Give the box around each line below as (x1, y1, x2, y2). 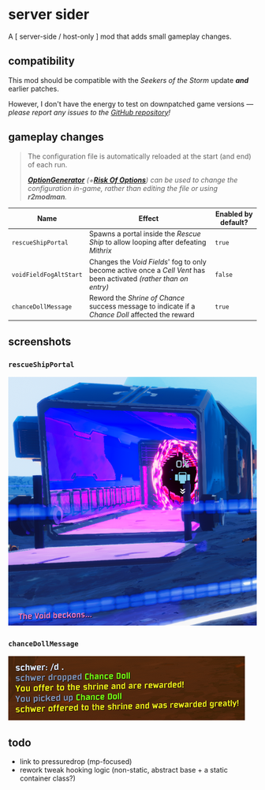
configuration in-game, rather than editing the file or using (27, 183, 218, 193)
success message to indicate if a (89, 301, 196, 311)
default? (219, 218, 248, 227)
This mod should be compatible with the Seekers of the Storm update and (8, 75, 249, 84)
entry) (89, 282, 109, 291)
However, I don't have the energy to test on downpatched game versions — (8, 99, 254, 108)
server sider (8, 6, 90, 24)
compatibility (8, 54, 75, 68)
